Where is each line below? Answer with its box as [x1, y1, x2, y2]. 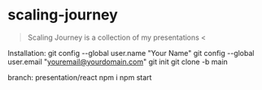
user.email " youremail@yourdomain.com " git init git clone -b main [7, 57, 229, 66]
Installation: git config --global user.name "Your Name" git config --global [7, 48, 255, 58]
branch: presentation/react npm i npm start [7, 72, 152, 82]
